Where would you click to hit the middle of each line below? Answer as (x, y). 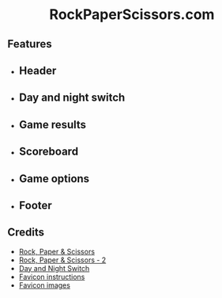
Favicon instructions (52, 277)
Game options (54, 179)
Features (30, 44)
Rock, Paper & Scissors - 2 (62, 260)
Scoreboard (49, 152)
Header (38, 70)
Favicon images (44, 285)
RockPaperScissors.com (132, 15)
